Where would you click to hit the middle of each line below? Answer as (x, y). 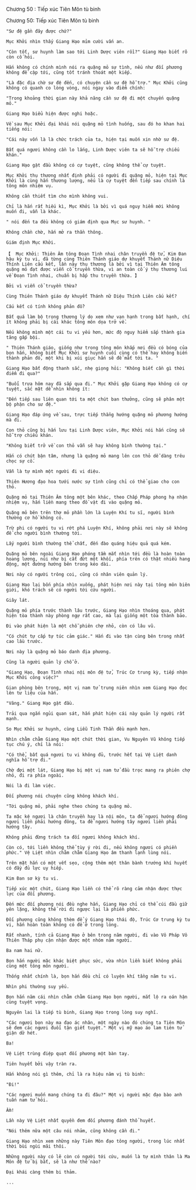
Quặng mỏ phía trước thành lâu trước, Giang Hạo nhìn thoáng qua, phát (95, 611)
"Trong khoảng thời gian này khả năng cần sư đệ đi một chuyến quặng (93, 98)
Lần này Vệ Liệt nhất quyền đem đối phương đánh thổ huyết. (81, 1121)
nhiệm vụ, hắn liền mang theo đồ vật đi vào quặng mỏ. (75, 502)
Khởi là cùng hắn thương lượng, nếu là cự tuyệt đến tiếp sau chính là (95, 181)
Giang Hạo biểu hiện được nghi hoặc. (52, 114)
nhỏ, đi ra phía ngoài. (35, 775)
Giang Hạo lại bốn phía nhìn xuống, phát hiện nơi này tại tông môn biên (98, 585)
